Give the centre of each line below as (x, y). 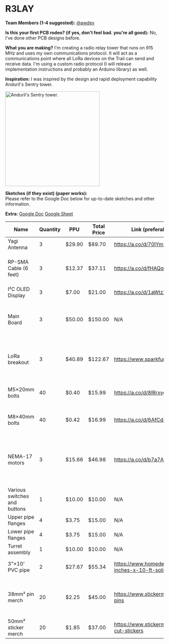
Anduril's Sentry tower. (29, 84)
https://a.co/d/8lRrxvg (140, 392)
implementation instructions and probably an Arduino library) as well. (77, 69)
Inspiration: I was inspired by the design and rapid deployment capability (81, 79)
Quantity (50, 229)
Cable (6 (18, 268)
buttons (17, 509)
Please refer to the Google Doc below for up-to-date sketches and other (80, 199)
